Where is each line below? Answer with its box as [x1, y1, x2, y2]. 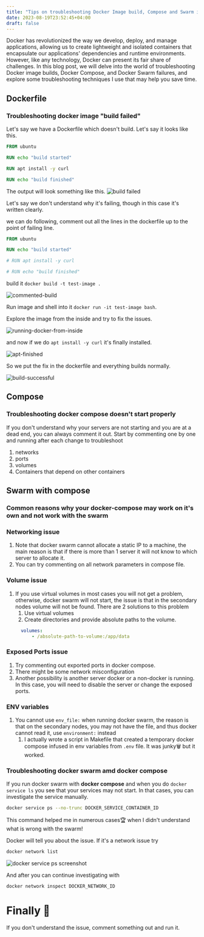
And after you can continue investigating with [6, 871, 120, 879]
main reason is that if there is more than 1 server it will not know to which [15, 548, 197, 556]
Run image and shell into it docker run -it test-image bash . [6, 304, 157, 311]
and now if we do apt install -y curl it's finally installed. [6, 339, 152, 346]
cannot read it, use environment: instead [15, 730, 117, 736]
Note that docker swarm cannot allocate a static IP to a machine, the [15, 542, 186, 549]
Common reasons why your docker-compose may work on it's [6, 504, 194, 512]
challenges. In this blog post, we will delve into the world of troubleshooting [6, 63, 195, 70]
